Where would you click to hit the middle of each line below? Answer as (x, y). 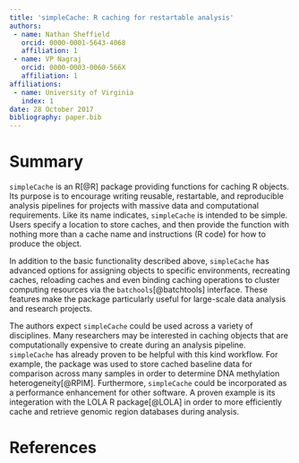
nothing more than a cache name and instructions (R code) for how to (138, 235)
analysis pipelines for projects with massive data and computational (134, 206)
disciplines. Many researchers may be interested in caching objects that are (149, 336)
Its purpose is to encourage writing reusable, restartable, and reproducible (147, 196)
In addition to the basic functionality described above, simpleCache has (140, 262)
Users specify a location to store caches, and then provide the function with (149, 225)
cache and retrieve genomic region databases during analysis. (124, 412)
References (53, 448)
